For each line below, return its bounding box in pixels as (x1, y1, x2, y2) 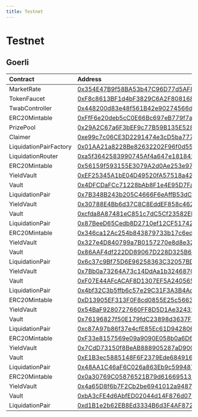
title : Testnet (6, 8, 44, 15)
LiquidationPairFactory (9, 142, 72, 150)
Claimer (9, 133, 31, 141)
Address (77, 75, 102, 83)
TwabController (9, 104, 52, 112)
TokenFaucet (9, 94, 45, 103)
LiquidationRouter (9, 152, 58, 160)
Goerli (6, 57, 29, 68)
